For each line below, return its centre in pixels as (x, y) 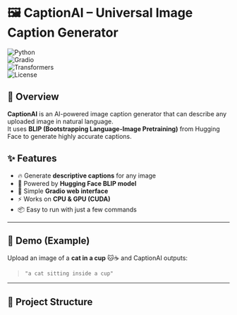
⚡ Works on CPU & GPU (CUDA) (64, 199)
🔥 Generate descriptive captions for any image (87, 175)
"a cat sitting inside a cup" (69, 274)
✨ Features (32, 159)
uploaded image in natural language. (61, 121)
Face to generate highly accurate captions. (69, 136)
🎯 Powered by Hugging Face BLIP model (77, 183)
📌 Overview (33, 97)
